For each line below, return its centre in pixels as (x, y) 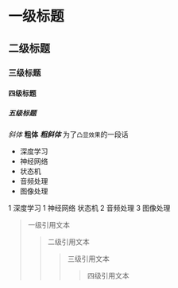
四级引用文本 (108, 276)
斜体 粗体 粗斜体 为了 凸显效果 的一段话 (68, 134)
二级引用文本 (68, 242)
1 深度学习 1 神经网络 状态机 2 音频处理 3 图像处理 (89, 208)
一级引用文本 (48, 225)
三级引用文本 (88, 259)
